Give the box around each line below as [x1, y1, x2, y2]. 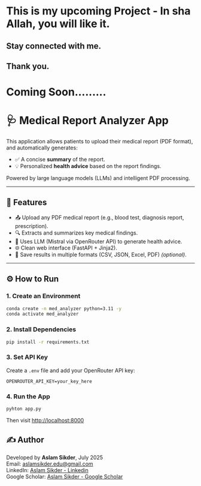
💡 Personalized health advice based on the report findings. [14, 163, 162, 170]
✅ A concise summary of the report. [14, 156, 105, 163]
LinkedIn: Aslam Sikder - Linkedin [6, 466, 89, 473]
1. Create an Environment [6, 292, 81, 301]
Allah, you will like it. [6, 17, 110, 31]
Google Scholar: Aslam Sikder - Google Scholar [6, 473, 123, 480]
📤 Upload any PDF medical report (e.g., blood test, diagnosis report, [14, 214, 184, 221]
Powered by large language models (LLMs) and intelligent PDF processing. [6, 175, 190, 182]
